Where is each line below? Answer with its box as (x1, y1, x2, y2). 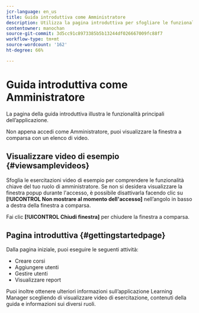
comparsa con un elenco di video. (6, 134, 89, 141)
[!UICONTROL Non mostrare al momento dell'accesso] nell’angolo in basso (6, 195, 192, 202)
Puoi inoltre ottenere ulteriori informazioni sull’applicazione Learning (6, 288, 173, 295)
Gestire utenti (14, 270, 49, 277)
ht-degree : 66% (6, 47, 44, 53)
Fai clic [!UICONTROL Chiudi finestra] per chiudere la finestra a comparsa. (6, 213, 190, 220)
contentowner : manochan (6, 25, 65, 31)
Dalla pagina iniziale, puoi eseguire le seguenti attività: (6, 246, 139, 253)
